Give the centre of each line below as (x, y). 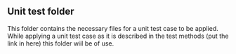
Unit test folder (41, 12)
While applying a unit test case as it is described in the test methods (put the (118, 36)
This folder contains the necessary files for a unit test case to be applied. (113, 28)
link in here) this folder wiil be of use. (61, 43)
